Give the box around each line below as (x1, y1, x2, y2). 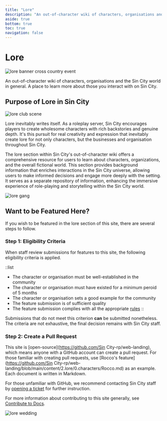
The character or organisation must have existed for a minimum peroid (12, 284, 157, 290)
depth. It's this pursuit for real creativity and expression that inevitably (5, 131, 149, 137)
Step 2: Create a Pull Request (5, 333, 77, 340)
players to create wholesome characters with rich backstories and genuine (5, 125, 158, 132)
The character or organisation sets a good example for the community (12, 295, 156, 301)
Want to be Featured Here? (5, 207, 90, 215)
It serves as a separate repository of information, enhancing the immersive (5, 178, 158, 184)
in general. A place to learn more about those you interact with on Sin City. (5, 83, 158, 89)
